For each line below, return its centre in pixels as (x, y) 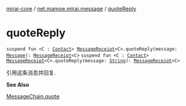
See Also (18, 84)
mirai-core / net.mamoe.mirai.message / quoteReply (71, 9)
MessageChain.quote (33, 96)
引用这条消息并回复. (31, 72)
